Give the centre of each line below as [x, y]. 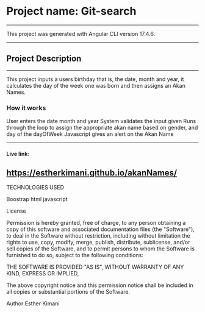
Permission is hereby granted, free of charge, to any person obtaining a [96, 223]
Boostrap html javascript [37, 199]
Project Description [44, 59]
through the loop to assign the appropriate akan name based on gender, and [102, 128]
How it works [26, 108]
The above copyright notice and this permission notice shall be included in [100, 285]
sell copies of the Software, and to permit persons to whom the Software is [101, 249]
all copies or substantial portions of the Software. [68, 292]
